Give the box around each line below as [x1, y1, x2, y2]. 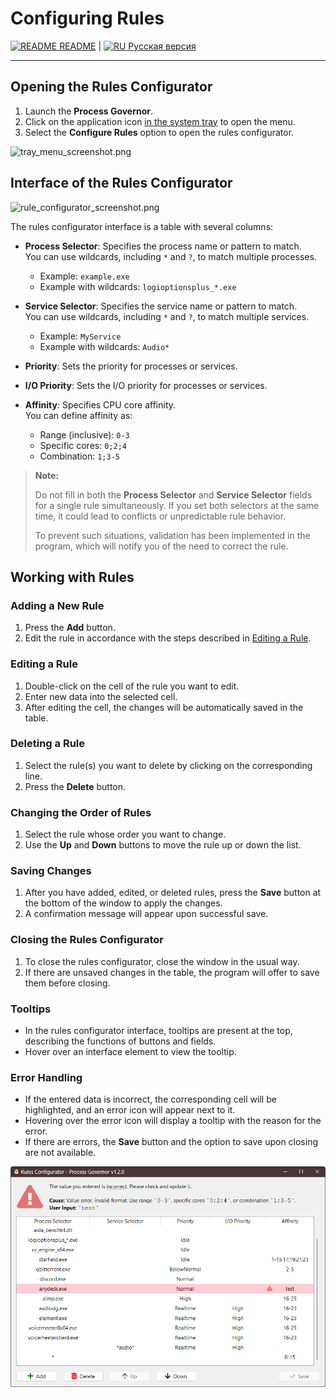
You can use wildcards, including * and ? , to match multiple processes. [24, 250, 317, 262]
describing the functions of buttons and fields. [24, 1035, 217, 1047]
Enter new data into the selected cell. [24, 690, 178, 702]
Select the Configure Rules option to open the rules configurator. [24, 126, 295, 138]
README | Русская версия [59, 40, 197, 52]
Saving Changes [10, 864, 92, 878]
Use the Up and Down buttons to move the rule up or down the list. [24, 839, 302, 851]
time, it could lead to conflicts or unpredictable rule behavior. [34, 510, 287, 522]
